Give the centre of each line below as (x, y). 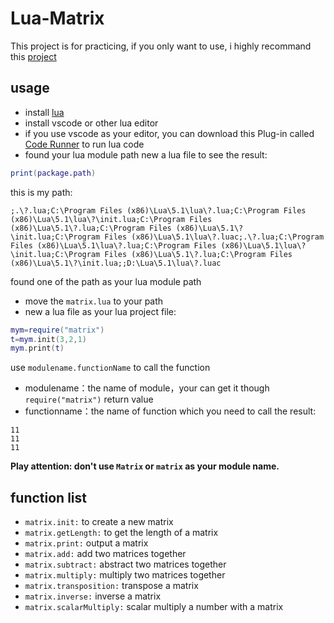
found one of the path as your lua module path (106, 281)
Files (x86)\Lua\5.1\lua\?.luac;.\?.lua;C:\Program (214, 237)
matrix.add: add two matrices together (105, 554)
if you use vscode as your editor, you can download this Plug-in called (169, 133)
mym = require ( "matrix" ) (57, 330)
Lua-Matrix (57, 18)
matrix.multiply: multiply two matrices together (125, 575)
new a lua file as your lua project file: (100, 311)
